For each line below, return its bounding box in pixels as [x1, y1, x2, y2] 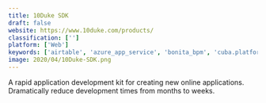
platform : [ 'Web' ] [8, 41, 69, 49]
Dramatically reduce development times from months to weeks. [8, 86, 215, 95]
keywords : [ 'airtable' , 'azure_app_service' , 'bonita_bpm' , [8, 48, 211, 56]
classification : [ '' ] [8, 33, 80, 42]
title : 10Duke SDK [8, 11, 69, 20]
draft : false [8, 19, 51, 27]
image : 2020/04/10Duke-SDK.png [8, 56, 112, 64]
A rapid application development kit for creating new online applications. [8, 77, 245, 87]
